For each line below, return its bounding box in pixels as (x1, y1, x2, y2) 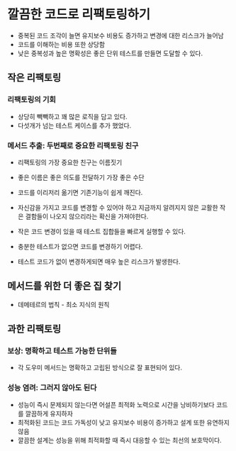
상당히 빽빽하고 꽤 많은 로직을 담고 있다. (17, 112, 128, 121)
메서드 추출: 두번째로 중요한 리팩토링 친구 (7, 140, 139, 150)
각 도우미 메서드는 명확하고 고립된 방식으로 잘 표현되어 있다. (17, 363, 183, 372)
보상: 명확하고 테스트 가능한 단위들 (7, 346, 117, 356)
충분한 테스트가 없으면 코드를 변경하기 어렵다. (17, 242, 143, 250)
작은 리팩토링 (7, 72, 62, 84)
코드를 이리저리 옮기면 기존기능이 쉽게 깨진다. (17, 188, 143, 196)
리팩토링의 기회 (7, 95, 57, 105)
